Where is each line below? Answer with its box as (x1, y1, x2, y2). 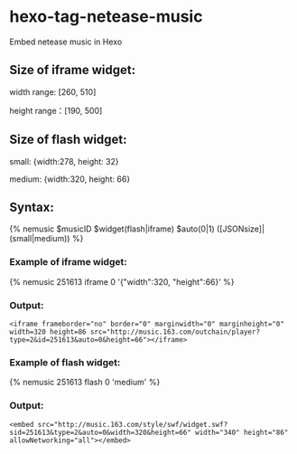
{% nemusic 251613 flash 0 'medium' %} (9, 377, 161, 388)
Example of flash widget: (9, 355, 121, 368)
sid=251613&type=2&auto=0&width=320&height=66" (9, 428, 192, 437)
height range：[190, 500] (9, 105, 103, 116)
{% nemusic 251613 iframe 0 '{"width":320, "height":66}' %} (9, 276, 235, 287)
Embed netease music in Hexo (9, 36, 123, 47)
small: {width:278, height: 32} (9, 156, 119, 166)
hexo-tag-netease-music (9, 6, 203, 27)
